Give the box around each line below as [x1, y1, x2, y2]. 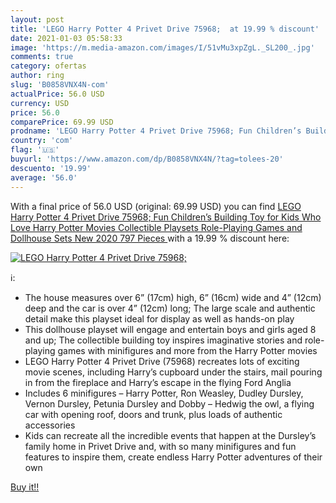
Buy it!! [10, 481, 40, 493]
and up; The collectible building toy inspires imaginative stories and [24, 334, 303, 346]
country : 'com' [10, 136, 74, 146]
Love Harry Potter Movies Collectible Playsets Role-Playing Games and [10, 221, 303, 233]
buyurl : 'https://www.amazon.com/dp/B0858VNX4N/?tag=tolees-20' [10, 154, 284, 164]
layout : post [10, 14, 65, 25]
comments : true [10, 52, 74, 62]
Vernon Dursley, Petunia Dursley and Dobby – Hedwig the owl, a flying [24, 397, 315, 410]
